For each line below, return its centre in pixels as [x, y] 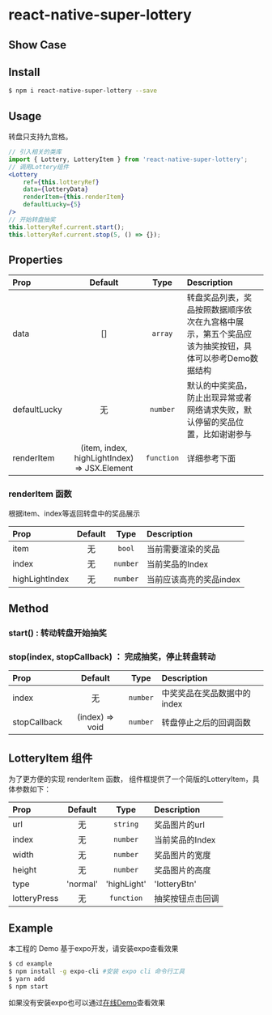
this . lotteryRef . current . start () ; [67, 227]
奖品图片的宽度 [183, 856]
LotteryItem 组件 [51, 758]
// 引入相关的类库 [35, 152]
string [126, 824]
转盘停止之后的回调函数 [206, 723]
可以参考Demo [223, 359]
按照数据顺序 [219, 310]
